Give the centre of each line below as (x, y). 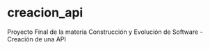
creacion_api (45, 13)
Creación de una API (37, 39)
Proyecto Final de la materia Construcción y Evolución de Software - (105, 32)
